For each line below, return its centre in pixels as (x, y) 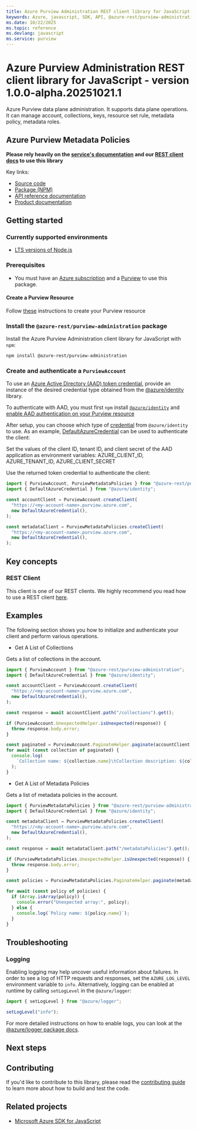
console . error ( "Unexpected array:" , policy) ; (73, 903)
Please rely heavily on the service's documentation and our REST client (95, 154)
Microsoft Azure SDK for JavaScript (58, 1121)
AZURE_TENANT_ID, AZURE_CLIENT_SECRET (61, 461)
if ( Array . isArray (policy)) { (48, 897)
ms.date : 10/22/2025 (31, 22)
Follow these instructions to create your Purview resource (76, 311)
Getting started (35, 221)
